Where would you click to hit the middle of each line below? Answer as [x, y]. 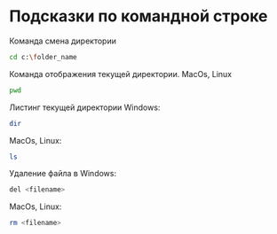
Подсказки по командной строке [138, 16]
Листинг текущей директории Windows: [85, 107]
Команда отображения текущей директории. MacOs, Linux [121, 74]
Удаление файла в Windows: [63, 174]
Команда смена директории [63, 41]
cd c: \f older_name [43, 57]
